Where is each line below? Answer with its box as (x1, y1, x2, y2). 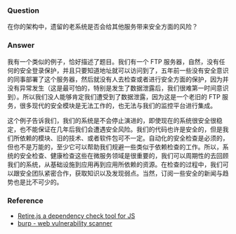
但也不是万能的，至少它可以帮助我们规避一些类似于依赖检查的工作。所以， (7, 143, 223, 151)
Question (7, 6, 40, 15)
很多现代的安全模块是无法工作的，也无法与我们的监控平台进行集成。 (19, 101, 216, 110)
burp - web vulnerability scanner (17, 219, 112, 227)
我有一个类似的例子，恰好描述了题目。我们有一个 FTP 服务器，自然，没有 (7, 57, 220, 65)
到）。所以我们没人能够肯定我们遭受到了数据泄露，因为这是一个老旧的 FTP (7, 92, 221, 100)
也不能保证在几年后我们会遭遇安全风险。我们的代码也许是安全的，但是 (19, 125, 223, 134)
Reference (7, 195, 44, 205)
